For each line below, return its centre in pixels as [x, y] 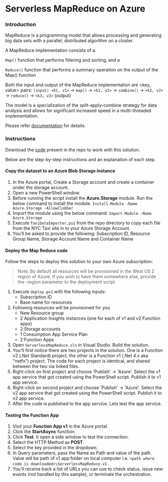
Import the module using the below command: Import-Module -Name [82, 213]
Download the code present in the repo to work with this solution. [73, 150]
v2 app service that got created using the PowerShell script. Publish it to [87, 393]
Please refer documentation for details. [46, 126]
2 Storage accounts [40, 329]
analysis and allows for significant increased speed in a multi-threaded [78, 110]
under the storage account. [41, 187]
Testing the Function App [32, 415]
